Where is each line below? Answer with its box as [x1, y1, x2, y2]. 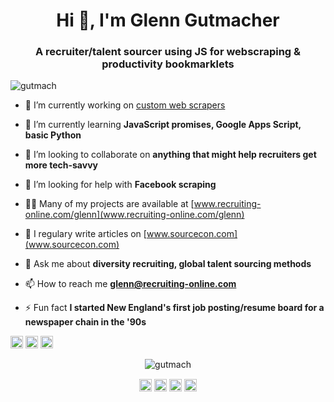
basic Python [24, 129, 82, 141]
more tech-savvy [24, 159, 98, 171]
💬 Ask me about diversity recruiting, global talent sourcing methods [24, 258, 312, 270]
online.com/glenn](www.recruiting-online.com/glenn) [24, 209, 245, 221]
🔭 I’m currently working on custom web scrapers [24, 99, 226, 111]
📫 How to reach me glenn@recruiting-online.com [24, 278, 237, 290]
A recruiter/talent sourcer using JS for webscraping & [34, 45, 302, 59]
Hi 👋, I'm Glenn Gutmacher [56, 9, 280, 32]
